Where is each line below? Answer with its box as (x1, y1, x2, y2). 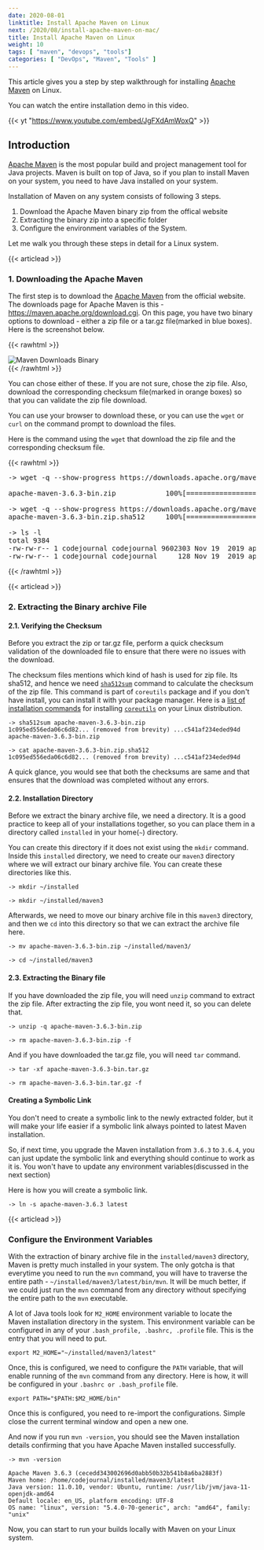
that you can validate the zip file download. (8, 395, 148, 405)
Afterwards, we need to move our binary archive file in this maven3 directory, (8, 911, 254, 920)
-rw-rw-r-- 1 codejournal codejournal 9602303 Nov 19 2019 (8, 543, 245, 553)
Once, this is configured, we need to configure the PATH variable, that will (8, 1363, 244, 1372)
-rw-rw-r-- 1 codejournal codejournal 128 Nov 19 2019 (8, 551, 245, 561)
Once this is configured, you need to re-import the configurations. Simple (8, 1408, 246, 1418)
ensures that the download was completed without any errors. (8, 775, 210, 785)
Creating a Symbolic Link (8, 1095, 92, 1105)
